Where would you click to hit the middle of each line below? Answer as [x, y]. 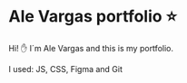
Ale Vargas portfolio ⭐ [93, 17]
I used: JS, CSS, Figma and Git [66, 69]
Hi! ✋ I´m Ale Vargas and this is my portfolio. [91, 48]
